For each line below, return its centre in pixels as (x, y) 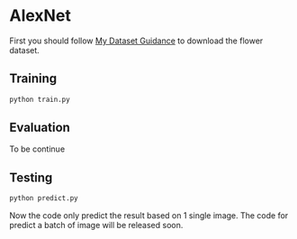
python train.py (40, 99)
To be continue (37, 149)
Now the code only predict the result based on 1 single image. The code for (149, 216)
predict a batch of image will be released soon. (96, 225)
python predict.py (44, 198)
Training (33, 79)
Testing (31, 177)
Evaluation (40, 128)
